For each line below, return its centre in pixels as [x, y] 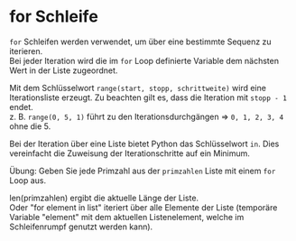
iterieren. [26, 51]
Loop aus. [28, 180]
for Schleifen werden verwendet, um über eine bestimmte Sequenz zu [141, 42]
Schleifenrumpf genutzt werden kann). [81, 227]
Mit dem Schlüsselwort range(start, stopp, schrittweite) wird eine [138, 88]
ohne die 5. [30, 126]
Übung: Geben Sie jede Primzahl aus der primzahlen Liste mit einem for [143, 171]
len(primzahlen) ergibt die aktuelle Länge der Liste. [104, 198]
